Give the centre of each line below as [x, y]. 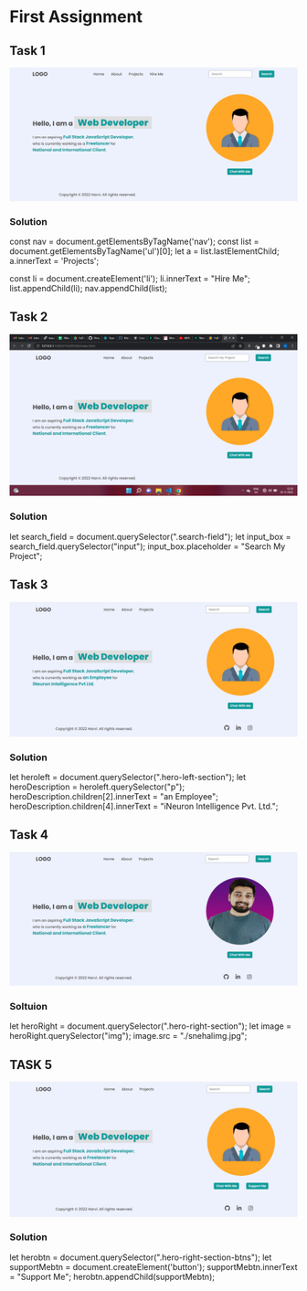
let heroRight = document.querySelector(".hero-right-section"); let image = [151, 1026]
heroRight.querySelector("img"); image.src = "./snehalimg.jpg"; [128, 1036]
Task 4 [29, 835]
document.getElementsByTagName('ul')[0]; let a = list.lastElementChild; [145, 251]
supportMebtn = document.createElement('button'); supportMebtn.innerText [153, 1266]
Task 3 [29, 585]
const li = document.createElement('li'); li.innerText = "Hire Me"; [130, 279]
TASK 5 [31, 1065]
